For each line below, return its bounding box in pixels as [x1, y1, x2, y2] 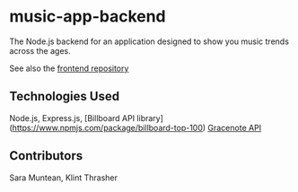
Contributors [9, 148, 83, 163]
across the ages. [9, 45, 71, 56]
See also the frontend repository [9, 63, 129, 74]
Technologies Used [9, 89, 119, 104]
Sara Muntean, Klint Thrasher [9, 172, 118, 183]
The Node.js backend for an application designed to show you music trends [9, 36, 290, 47]
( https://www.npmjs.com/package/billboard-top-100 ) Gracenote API [9, 122, 262, 133]
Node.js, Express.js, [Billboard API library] [9, 112, 164, 123]
